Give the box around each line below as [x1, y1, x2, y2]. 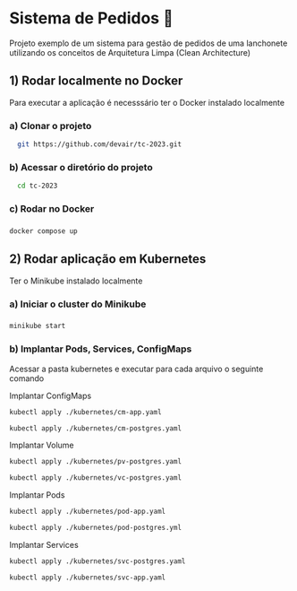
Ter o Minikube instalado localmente [9, 275, 143, 286]
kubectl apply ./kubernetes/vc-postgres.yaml [9, 474, 182, 482]
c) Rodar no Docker [9, 203, 95, 215]
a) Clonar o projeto [9, 119, 92, 132]
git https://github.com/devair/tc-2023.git [17, 140, 182, 149]
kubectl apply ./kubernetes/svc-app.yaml [9, 573, 166, 582]
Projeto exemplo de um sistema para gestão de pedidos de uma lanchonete [9, 38, 288, 48]
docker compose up [9, 226, 78, 236]
